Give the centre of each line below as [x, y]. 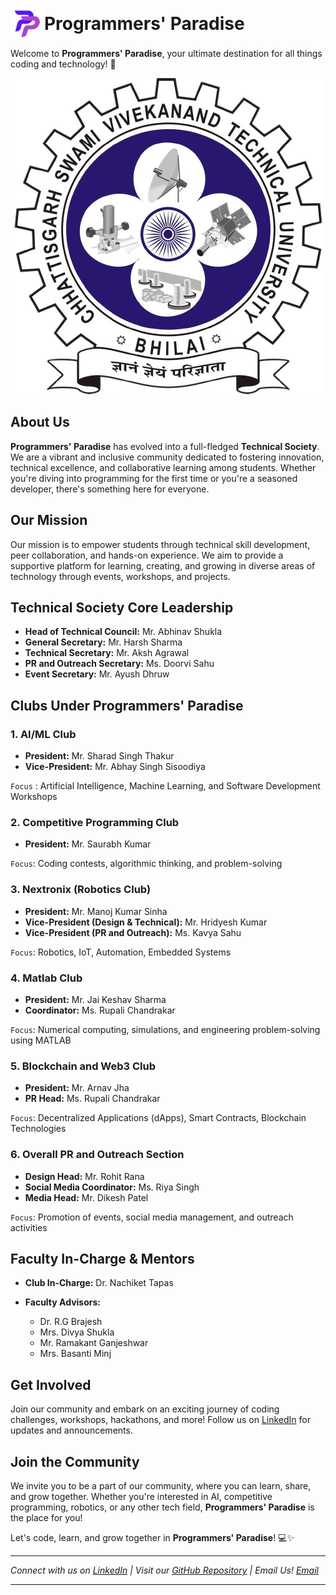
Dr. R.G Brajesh [71, 1322]
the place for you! [46, 1518]
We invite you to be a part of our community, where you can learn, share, [161, 1486]
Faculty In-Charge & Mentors [102, 1259]
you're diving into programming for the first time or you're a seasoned [154, 478]
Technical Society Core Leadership [122, 608]
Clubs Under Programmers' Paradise [127, 705]
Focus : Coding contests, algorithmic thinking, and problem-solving [146, 864]
